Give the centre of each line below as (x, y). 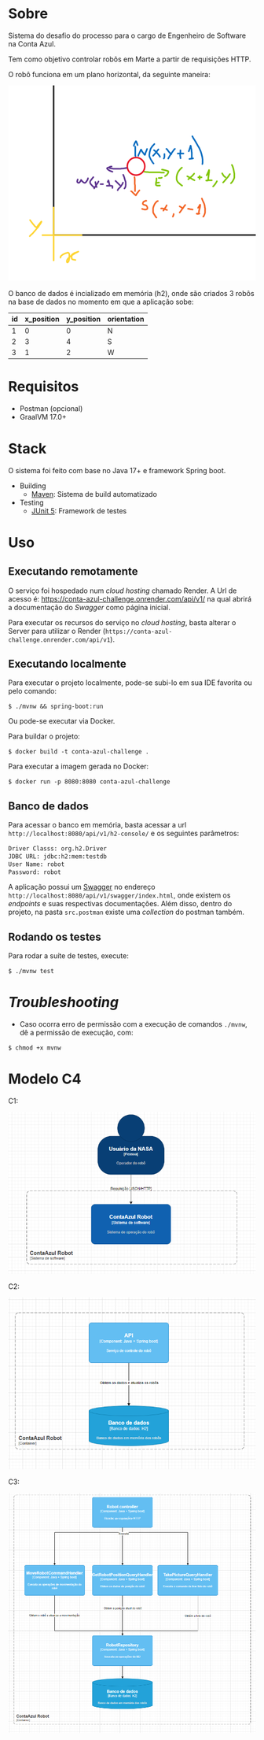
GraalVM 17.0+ (43, 416)
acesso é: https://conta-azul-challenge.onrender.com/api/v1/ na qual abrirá (130, 598)
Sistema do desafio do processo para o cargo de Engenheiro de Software (127, 35)
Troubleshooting (64, 1003)
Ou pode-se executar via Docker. (62, 721)
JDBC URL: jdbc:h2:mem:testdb (58, 857)
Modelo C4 (45, 1079)
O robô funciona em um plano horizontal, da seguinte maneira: (109, 74)
